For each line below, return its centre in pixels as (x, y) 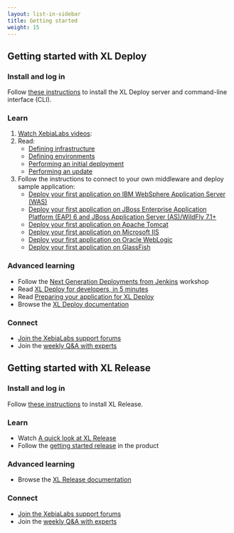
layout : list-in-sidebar (44, 14)
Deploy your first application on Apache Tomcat (98, 225)
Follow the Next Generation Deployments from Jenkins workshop (113, 281)
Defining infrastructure (62, 149)
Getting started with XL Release (79, 368)
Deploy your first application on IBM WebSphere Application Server (127, 194)
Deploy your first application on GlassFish (89, 248)
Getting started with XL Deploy (77, 56)
